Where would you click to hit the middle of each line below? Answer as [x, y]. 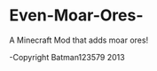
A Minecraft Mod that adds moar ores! [79, 40]
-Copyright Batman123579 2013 [67, 57]
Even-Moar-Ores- [76, 16]
